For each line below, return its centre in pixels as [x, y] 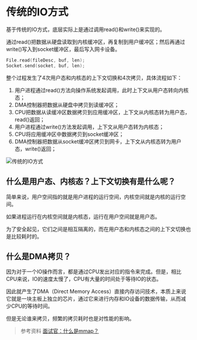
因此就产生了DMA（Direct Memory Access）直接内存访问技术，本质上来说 [96, 291]
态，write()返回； [35, 149]
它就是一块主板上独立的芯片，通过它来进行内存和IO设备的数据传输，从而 [94, 299]
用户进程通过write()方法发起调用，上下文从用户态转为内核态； [89, 127]
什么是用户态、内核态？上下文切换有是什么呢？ [91, 181]
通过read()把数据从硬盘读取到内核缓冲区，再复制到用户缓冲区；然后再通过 [96, 42]
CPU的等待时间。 [32, 306]
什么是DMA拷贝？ [39, 256]
